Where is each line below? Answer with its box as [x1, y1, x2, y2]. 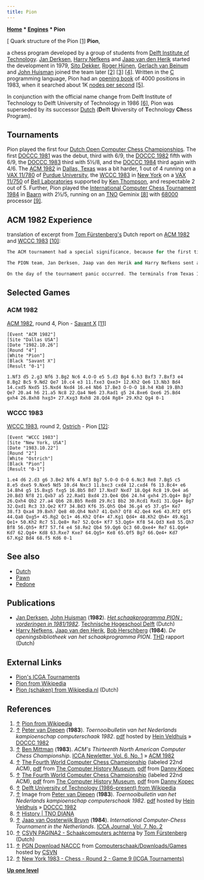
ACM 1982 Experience [7, 214, 93, 225]
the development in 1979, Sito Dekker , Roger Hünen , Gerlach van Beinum [7, 62, 189, 69]
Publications [7, 598, 56, 609]
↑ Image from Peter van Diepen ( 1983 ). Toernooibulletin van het [15, 791, 177, 798]
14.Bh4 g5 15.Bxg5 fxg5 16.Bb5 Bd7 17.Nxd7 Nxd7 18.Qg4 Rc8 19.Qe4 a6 [7, 487, 189, 494]
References [7, 704, 51, 714]
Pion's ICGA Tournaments [15, 673, 81, 681]
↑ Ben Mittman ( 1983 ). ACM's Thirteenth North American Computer [15, 746, 186, 753]
